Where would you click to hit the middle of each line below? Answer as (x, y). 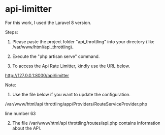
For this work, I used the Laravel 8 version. (48, 23)
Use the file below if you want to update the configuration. (71, 94)
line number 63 (20, 113)
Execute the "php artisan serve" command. (56, 56)
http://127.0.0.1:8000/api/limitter (37, 75)
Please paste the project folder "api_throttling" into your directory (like (83, 41)
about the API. (27, 128)
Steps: (12, 32)
